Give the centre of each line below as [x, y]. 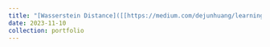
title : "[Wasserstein [45, 16]
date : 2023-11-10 [37, 23]
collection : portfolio [46, 30]
